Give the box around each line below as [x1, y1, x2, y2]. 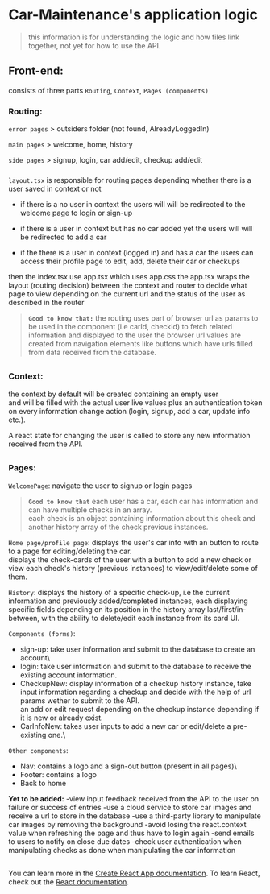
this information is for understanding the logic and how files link [27, 32, 240, 42]
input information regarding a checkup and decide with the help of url [19, 687, 251, 697]
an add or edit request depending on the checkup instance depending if [19, 704, 260, 714]
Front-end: [8, 64, 64, 78]
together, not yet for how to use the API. [27, 40, 161, 50]
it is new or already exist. [19, 713, 103, 722]
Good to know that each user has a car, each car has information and [27, 496, 259, 506]
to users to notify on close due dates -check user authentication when [8, 836, 242, 846]
